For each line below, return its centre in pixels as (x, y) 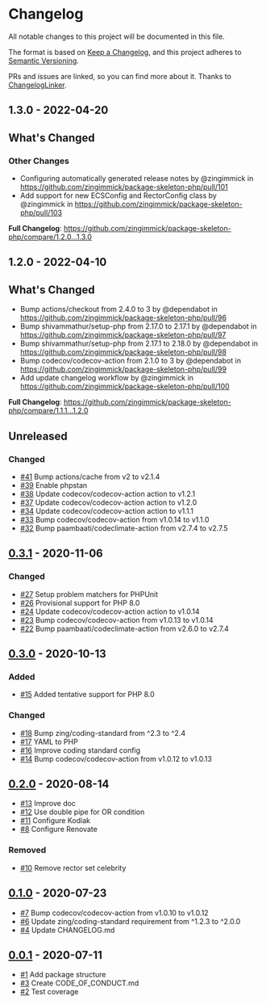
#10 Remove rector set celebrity (73, 867)
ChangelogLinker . (37, 85)
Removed (27, 851)
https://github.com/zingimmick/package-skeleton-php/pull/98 (123, 352)
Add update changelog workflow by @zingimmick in (106, 378)
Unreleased (38, 436)
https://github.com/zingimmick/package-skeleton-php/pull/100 (125, 386)
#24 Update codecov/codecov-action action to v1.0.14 (110, 611)
